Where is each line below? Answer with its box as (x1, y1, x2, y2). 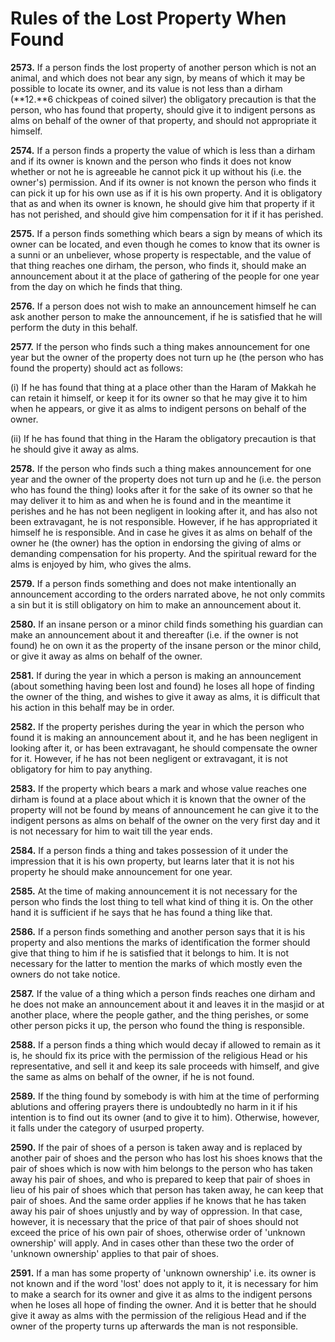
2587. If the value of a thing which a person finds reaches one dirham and (10, 987, 316, 999)
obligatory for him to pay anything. (10, 763, 153, 775)
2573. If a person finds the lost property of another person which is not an (10, 61, 317, 73)
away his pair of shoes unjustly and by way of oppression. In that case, (10, 1205, 303, 1217)
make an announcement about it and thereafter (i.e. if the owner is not (10, 628, 299, 641)
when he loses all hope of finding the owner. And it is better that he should (10, 1298, 317, 1311)
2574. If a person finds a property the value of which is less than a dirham (10, 144, 316, 156)
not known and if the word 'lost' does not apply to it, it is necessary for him (10, 1277, 319, 1289)
